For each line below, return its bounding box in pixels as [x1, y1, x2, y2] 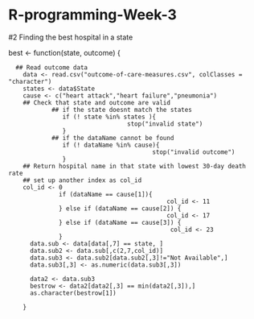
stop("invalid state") [127, 119, 203, 128]
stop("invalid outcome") [152, 147, 236, 156]
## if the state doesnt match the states [51, 106, 193, 114]
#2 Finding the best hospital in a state [8, 32, 133, 42]
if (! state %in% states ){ [62, 113, 157, 121]
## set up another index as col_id [23, 176, 142, 184]
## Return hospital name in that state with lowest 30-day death [23, 162, 247, 170]
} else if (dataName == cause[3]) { [59, 218, 182, 226]
